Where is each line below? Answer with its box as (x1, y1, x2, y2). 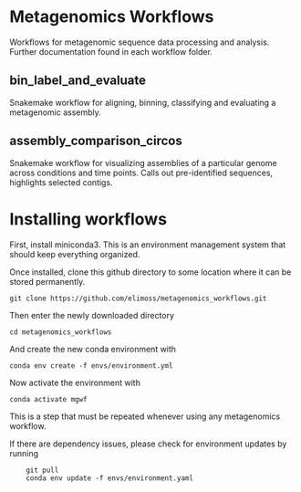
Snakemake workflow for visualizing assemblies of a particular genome (9, 157, 277, 168)
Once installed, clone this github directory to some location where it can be (9, 267, 292, 277)
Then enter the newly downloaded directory (9, 309, 175, 320)
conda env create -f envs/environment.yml (9, 361, 173, 371)
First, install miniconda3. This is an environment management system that (9, 239, 286, 250)
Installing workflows (9, 208, 167, 229)
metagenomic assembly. (9, 107, 102, 118)
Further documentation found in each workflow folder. (9, 46, 213, 57)
